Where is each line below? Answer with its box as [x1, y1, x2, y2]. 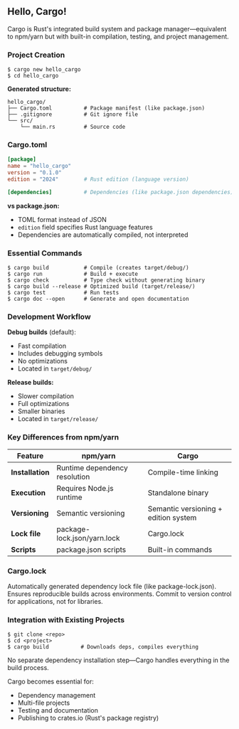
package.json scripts [56, 544, 127, 554]
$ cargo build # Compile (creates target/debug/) [7, 265, 190, 272]
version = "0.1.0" [7, 169, 62, 176]
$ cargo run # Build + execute [7, 270, 139, 278]
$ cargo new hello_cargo [7, 66, 81, 73]
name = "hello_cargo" [7, 163, 72, 170]
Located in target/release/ [17, 415, 99, 423]
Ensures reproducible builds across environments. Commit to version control [7, 590, 232, 598]
